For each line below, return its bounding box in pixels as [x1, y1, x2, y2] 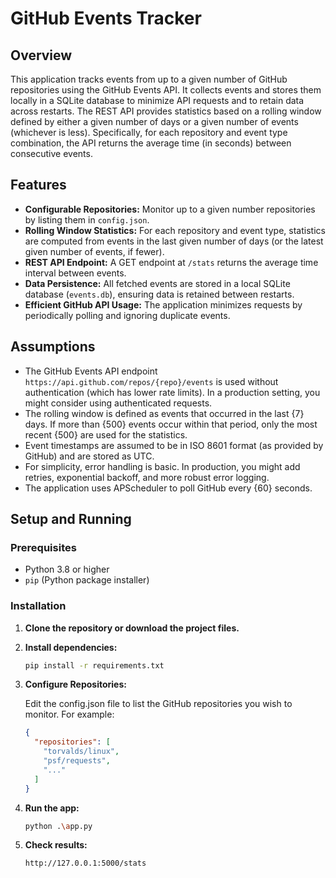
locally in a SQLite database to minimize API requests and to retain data [10, 95, 305, 106]
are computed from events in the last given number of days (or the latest [24, 235, 324, 247]
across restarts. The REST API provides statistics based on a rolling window [10, 105, 322, 117]
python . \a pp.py [24, 821, 93, 831]
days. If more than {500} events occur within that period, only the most [24, 418, 318, 430]
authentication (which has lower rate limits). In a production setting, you [24, 386, 321, 398]
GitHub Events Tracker [10, 7, 202, 30]
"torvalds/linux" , [43, 747, 120, 757]
